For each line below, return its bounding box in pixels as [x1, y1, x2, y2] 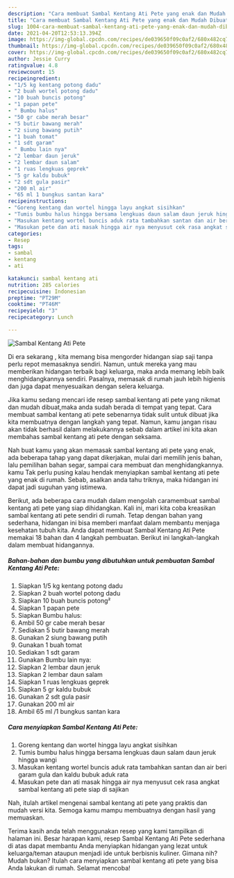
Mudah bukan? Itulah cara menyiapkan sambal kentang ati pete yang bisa [8, 856, 218, 865]
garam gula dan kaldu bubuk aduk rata [17, 770, 129, 779]
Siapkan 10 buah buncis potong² [17, 596, 111, 605]
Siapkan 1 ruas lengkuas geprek [17, 678, 110, 686]
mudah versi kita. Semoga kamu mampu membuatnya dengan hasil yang [8, 806, 216, 814]
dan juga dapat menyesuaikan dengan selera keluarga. [8, 382, 165, 390]
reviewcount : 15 [8, 68, 55, 75]
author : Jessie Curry [8, 56, 71, 63]
